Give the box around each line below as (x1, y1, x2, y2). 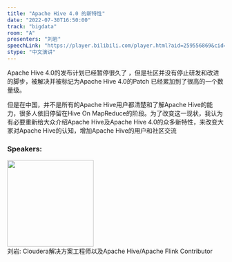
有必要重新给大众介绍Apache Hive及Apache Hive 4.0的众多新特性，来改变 (7, 118, 218, 126)
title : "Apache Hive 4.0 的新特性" (7, 10, 106, 17)
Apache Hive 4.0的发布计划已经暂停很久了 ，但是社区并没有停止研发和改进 (7, 68, 220, 77)
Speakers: (7, 144, 43, 153)
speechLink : (7, 42, 41, 49)
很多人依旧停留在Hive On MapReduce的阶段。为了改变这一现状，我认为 (19, 109, 223, 118)
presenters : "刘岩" (7, 36, 61, 43)
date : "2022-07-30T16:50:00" (7, 17, 91, 24)
